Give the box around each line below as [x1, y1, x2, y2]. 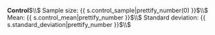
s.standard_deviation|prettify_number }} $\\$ [7, 21, 132, 28]
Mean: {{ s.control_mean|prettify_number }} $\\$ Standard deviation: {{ [7, 13, 206, 22]
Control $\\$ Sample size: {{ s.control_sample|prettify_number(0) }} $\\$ [7, 7, 208, 14]
